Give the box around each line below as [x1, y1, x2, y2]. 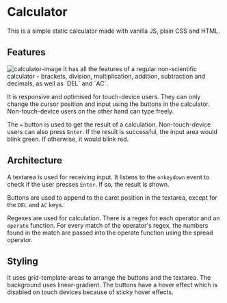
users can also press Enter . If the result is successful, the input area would [7, 127, 217, 135]
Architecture [7, 155, 63, 166]
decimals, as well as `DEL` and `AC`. [7, 79, 108, 88]
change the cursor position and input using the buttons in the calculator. [7, 100, 211, 108]
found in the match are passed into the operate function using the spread [7, 228, 213, 237]
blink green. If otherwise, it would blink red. [7, 135, 129, 143]
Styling [7, 255, 39, 267]
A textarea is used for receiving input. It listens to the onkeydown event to [7, 172, 210, 181]
